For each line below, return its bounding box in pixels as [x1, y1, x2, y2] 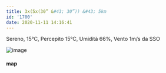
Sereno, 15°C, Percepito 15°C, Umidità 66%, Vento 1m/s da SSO [6, 36, 160, 43]
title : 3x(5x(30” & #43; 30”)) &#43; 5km [6, 8, 107, 15]
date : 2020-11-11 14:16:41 [6, 19, 72, 25]
